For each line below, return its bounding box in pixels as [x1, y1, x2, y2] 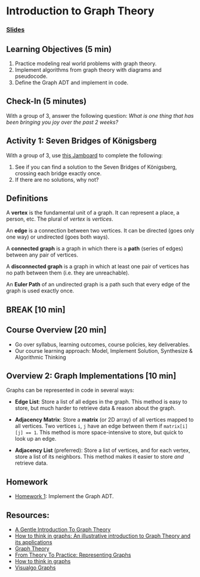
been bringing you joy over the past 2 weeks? [6, 118, 118, 126]
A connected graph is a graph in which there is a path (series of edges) [6, 245, 183, 252]
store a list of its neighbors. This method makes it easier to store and [14, 453, 184, 460]
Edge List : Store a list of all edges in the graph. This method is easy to [14, 398, 187, 405]
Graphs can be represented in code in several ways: [6, 387, 134, 394]
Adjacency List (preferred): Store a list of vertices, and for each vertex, [14, 447, 190, 454]
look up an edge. [14, 435, 57, 442]
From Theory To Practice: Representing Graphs [14, 551, 131, 558]
